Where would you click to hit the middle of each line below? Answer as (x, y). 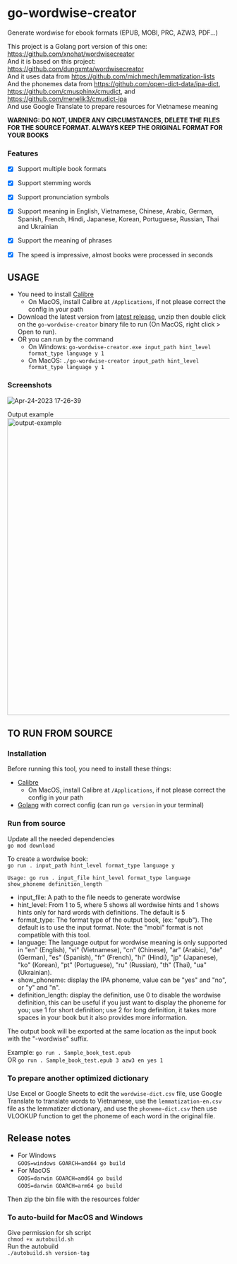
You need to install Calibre (55, 294)
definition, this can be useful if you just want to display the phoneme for (122, 1002)
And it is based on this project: (52, 61)
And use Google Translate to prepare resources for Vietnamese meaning (113, 106)
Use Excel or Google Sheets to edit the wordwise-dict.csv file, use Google (115, 1093)
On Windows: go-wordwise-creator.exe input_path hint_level (120, 347)
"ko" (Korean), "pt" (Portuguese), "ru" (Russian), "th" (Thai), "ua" (112, 965)
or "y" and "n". (39, 987)
